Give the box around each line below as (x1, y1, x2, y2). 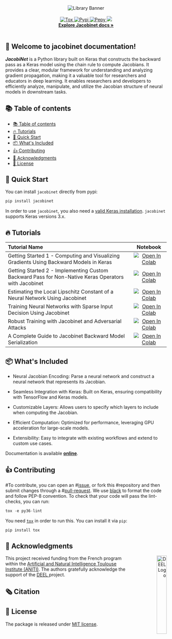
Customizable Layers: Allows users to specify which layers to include (12, 404, 159, 410)
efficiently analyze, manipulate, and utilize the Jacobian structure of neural (5, 83, 163, 89)
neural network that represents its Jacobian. (12, 379, 106, 385)
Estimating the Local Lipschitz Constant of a (8, 288, 114, 295)
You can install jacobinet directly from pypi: (5, 189, 98, 195)
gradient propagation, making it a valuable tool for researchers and (5, 72, 146, 79)
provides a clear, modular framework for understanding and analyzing (5, 67, 153, 73)
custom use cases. (12, 440, 53, 446)
